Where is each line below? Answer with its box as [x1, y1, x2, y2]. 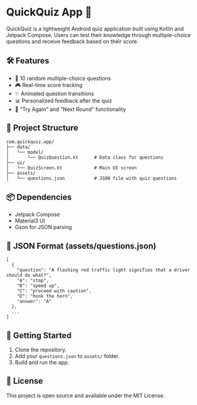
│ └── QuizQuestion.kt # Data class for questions [6, 154, 164, 160]
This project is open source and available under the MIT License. [6, 392, 165, 399]
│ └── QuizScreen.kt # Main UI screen [6, 165, 137, 171]
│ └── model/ [6, 149, 44, 155]
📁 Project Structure [6, 123, 79, 133]
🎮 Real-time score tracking [14, 81, 83, 88]
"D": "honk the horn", [17, 293, 73, 299]
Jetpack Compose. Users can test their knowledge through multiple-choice [6, 31, 191, 38]
